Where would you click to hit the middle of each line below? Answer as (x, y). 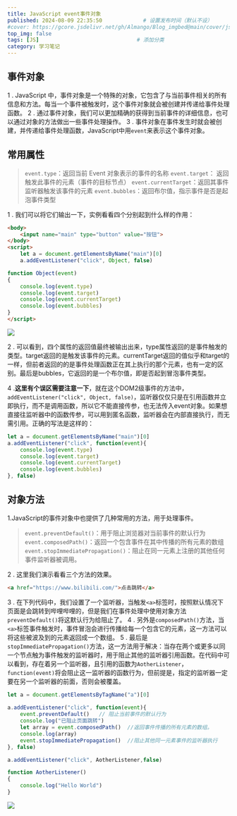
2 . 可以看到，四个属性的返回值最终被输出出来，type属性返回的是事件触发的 (117, 347)
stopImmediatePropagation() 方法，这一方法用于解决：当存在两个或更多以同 (116, 646)
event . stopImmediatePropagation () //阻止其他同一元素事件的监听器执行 (119, 741)
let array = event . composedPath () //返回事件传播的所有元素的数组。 (116, 728)
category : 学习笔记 (34, 47)
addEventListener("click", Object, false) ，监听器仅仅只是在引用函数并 (114, 397)
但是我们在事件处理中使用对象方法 (137, 611)
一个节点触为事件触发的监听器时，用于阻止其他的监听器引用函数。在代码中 (115, 655)
